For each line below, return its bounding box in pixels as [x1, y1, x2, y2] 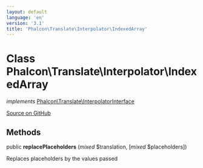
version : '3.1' [6, 20, 45, 26]
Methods [6, 127, 41, 137]
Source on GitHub [6, 110, 52, 117]
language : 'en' [6, 15, 45, 21]
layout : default [6, 8, 47, 15]
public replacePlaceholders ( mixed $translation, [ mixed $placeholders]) [6, 143, 187, 150]
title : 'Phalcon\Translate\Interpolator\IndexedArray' [6, 25, 148, 32]
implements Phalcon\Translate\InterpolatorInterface [6, 98, 135, 105]
